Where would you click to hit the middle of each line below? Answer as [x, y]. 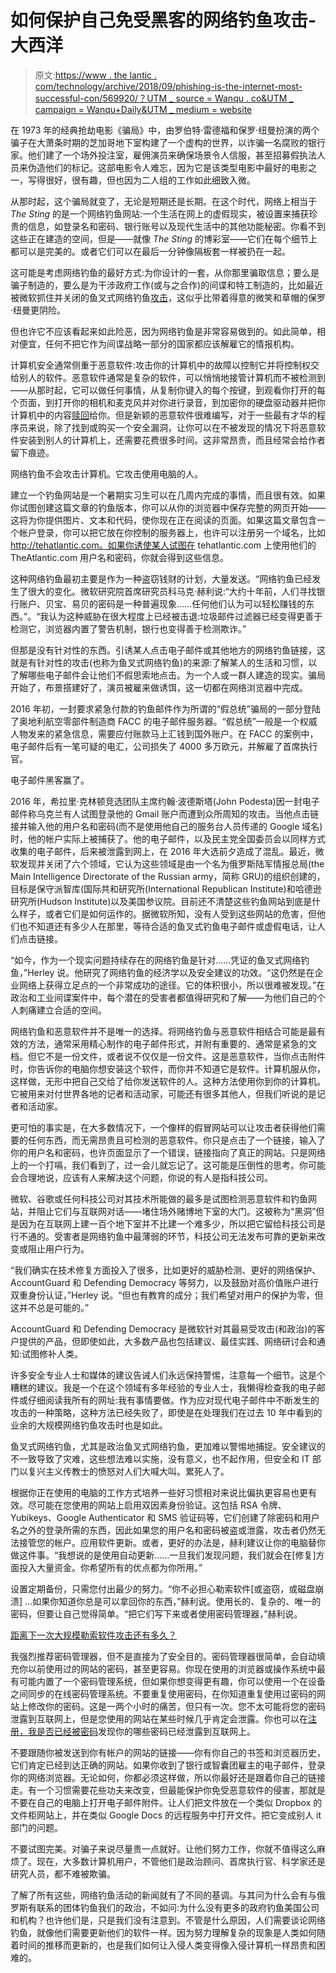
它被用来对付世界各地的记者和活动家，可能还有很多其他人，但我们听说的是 [163, 1093]
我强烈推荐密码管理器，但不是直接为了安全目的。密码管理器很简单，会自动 [163, 1656]
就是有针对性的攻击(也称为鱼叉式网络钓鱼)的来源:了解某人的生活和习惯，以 [164, 662]
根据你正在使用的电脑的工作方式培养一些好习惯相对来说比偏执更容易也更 [159, 1492]
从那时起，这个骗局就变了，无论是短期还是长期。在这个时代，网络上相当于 [163, 201]
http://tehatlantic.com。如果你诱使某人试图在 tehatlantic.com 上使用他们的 [163, 545]
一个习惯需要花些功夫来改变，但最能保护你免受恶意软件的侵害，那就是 [181, 1790]
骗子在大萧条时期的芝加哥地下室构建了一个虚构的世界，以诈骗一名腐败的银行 [168, 142]
